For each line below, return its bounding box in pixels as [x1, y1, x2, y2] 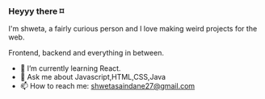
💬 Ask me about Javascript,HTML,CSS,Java [19, 72, 166, 82]
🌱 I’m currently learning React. [19, 64, 121, 73]
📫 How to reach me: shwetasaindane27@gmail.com [19, 81, 196, 91]
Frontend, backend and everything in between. [8, 48, 164, 58]
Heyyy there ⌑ [8, 6, 65, 17]
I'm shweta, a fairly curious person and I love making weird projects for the [8, 24, 258, 34]
